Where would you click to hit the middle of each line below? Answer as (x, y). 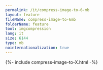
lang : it (14, 33)
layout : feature (22, 15)
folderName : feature (27, 24)
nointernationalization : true (37, 48)
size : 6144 (17, 39)
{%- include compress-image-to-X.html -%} (52, 62)
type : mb (14, 43)
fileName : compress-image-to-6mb (41, 19)
